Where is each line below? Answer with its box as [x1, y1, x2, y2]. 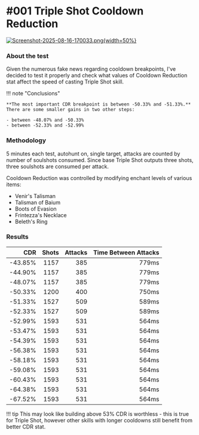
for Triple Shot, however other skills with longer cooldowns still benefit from [6, 416, 193, 424]
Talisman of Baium [14, 199, 61, 206]
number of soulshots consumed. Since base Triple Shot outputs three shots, [6, 156, 194, 163]
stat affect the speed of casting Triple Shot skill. [6, 78, 124, 85]
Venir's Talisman [14, 192, 56, 199]
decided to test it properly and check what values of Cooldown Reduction [6, 72, 188, 79]
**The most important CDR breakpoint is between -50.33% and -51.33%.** [6, 101, 191, 107]
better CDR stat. [6, 423, 46, 430]
